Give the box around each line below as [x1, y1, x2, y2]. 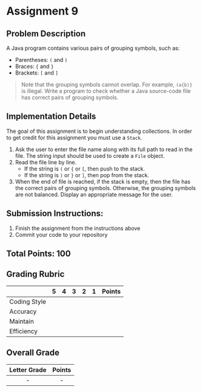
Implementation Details [6, 111, 96, 122]
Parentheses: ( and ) [15, 56, 68, 63]
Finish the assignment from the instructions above [15, 225, 141, 232]
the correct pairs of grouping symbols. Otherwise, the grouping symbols [15, 184, 196, 192]
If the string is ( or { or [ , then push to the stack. [24, 165, 146, 172]
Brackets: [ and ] [15, 69, 59, 76]
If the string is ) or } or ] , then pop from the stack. [24, 171, 150, 178]
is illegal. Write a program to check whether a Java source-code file [21, 87, 191, 95]
